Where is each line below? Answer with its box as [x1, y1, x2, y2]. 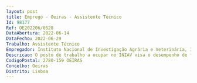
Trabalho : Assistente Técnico [6, 41, 80, 47]
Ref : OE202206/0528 [6, 25, 54, 31]
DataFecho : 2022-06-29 [6, 36, 62, 41]
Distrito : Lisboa [6, 68, 49, 74]
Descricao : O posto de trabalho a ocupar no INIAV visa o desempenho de [6, 52, 188, 58]
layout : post [6, 8, 38, 15]
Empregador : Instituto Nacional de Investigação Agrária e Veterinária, [6, 47, 188, 53]
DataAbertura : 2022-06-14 [6, 30, 69, 36]
